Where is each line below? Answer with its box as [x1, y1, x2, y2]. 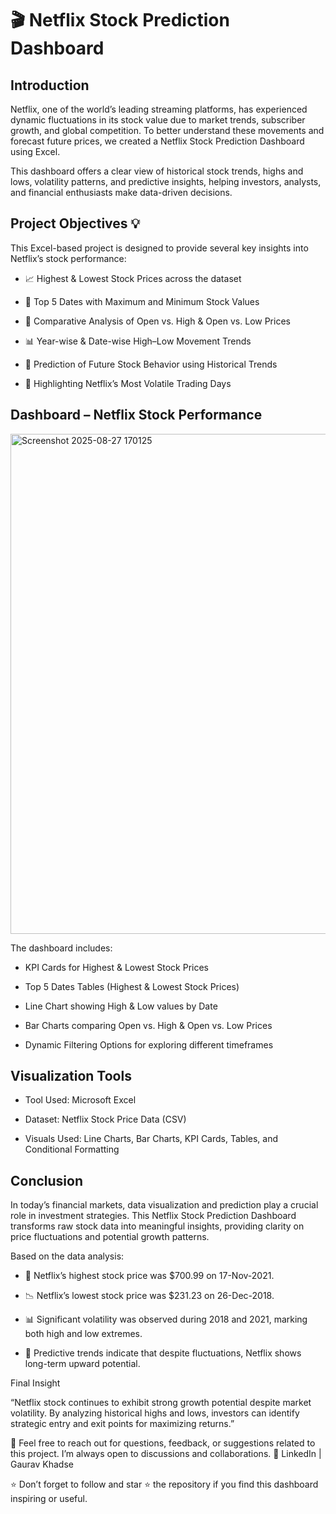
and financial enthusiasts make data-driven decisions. [10, 187, 233, 198]
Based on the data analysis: [10, 1250, 125, 1262]
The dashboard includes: [10, 942, 113, 954]
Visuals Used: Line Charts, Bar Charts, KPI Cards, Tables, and [24, 1133, 278, 1145]
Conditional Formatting [24, 1143, 120, 1156]
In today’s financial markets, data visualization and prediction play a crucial [10, 1199, 319, 1211]
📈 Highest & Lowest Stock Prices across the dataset [24, 272, 242, 284]
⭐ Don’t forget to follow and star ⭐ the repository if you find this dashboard [10, 1478, 319, 1491]
